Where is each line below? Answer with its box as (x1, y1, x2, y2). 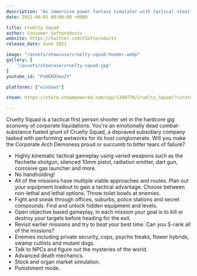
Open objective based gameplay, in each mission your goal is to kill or (14, 208, 184, 216)
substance (6, 129, 32, 136)
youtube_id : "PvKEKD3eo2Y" (6, 73, 72, 79)
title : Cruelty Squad (6, 25, 59, 31)
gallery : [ (6, 57, 33, 63)
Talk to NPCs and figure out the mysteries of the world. (14, 246, 148, 253)
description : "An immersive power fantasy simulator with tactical (6, 8, 175, 15)
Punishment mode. (14, 265, 60, 272)
